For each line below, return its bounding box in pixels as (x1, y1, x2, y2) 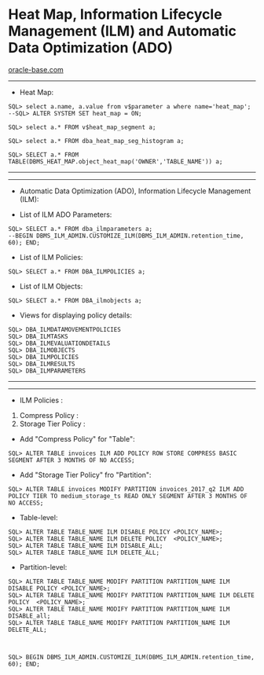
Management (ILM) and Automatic (8, 22, 237, 40)
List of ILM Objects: (19, 281, 83, 291)
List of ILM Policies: (19, 252, 83, 262)
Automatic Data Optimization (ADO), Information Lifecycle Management (19, 186, 251, 196)
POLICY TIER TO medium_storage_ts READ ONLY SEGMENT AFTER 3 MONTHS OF (8, 492, 247, 500)
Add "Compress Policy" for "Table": (19, 434, 135, 443)
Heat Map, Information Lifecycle (8, 6, 222, 24)
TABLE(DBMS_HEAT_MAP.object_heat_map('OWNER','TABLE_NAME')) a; (8, 157, 223, 166)
